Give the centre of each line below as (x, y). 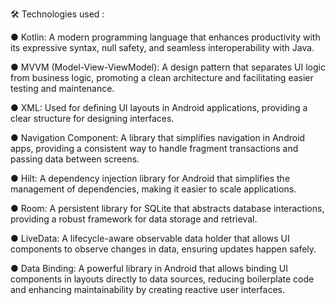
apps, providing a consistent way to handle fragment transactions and (154, 148)
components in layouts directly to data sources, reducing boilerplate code (162, 279)
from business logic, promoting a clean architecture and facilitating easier (162, 77)
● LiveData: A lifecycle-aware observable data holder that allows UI (150, 238)
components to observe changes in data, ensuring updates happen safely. (163, 249)
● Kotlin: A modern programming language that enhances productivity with (165, 37)
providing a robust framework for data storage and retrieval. (134, 219)
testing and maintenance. (62, 88)
